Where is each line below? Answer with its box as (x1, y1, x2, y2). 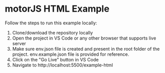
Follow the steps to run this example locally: (5, 20, 97, 26)
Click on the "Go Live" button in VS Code (12, 56, 99, 62)
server (12, 40, 26, 46)
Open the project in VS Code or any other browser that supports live (12, 35, 157, 41)
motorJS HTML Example (5, 3, 110, 15)
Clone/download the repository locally (12, 29, 93, 35)
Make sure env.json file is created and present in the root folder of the (12, 46, 160, 52)
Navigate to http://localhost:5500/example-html (12, 62, 113, 68)
